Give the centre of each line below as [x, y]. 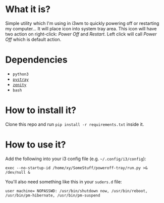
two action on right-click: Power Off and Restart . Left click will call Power [81, 34]
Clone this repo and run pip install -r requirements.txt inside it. [75, 124]
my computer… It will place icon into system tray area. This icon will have [81, 28]
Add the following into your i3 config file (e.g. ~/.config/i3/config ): [76, 159]
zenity [19, 85]
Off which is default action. [33, 39]
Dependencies [36, 60]
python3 [20, 74]
